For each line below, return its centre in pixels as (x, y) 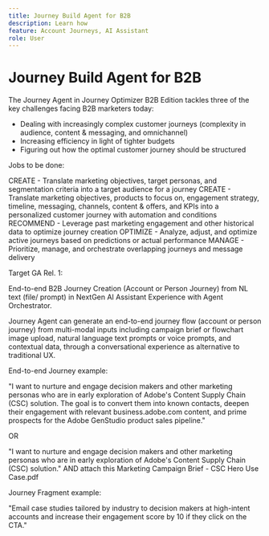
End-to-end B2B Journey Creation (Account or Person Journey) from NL (128, 289)
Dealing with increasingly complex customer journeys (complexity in (133, 124)
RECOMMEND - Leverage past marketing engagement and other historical (131, 223)
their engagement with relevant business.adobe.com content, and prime (128, 412)
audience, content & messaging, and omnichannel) (104, 132)
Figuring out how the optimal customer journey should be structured (133, 150)
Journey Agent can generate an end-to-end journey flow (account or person (135, 321)
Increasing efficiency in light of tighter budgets (97, 141)
